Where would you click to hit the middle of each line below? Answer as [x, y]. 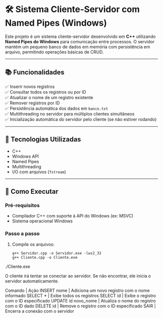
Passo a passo [22, 234]
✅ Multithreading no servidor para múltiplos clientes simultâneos [70, 114]
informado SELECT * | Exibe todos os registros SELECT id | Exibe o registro [81, 295]
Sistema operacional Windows [42, 221]
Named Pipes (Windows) [56, 23]
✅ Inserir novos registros [30, 86]
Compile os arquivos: [33, 244]
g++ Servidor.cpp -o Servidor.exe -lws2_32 [57, 253]
